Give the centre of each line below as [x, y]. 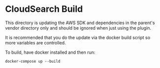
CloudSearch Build [44, 9]
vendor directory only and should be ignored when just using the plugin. [78, 28]
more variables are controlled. [35, 42]
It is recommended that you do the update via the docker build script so [78, 37]
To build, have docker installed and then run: [50, 52]
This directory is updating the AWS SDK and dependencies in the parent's [80, 23]
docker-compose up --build [33, 61]
